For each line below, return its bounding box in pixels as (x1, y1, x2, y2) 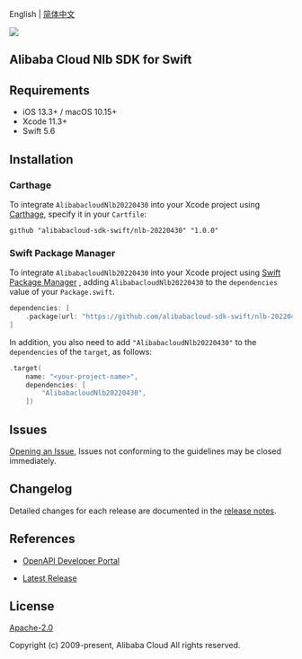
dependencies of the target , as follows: (9, 346, 153, 357)
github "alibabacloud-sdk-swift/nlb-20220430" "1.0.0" (9, 226, 219, 235)
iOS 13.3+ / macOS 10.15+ (22, 107, 118, 118)
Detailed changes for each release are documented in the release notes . (9, 505, 277, 516)
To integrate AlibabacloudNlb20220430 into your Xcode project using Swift (9, 267, 281, 278)
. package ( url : (25, 312, 78, 322)
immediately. (9, 456, 57, 466)
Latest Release (22, 573, 78, 583)
